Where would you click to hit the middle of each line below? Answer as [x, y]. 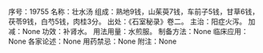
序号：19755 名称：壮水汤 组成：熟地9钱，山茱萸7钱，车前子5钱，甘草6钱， [134, 11]
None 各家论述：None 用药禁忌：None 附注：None [93, 41]
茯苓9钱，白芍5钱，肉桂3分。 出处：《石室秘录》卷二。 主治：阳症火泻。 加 [132, 21]
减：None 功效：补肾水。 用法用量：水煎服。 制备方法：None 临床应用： [128, 31]
